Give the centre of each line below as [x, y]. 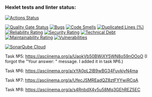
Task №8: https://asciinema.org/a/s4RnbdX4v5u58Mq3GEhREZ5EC [73, 90]
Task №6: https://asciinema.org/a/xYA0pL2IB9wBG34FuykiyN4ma [72, 71]
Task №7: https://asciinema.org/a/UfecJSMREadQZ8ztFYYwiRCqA [72, 80]
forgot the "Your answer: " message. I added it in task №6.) [64, 62]
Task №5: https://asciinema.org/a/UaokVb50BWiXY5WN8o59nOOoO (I [76, 56]
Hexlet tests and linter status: [41, 7]
